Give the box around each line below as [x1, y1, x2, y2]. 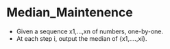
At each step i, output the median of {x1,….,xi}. [16, 34, 148, 42]
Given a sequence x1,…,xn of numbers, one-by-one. [16, 27, 164, 35]
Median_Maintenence [6, 5, 133, 20]
